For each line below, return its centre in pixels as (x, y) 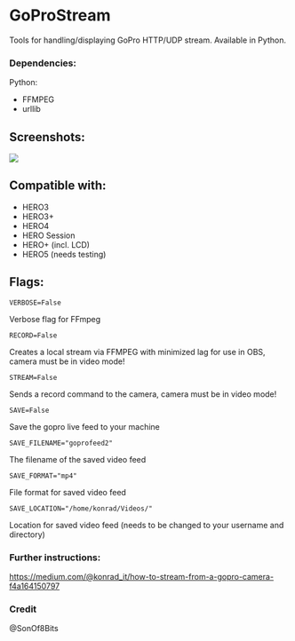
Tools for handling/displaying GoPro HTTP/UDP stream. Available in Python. (148, 40)
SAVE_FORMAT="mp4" (43, 476)
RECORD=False (33, 335)
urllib (32, 109)
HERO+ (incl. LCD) (56, 244)
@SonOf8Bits (34, 629)
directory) (28, 534)
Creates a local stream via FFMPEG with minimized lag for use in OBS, (137, 352)
